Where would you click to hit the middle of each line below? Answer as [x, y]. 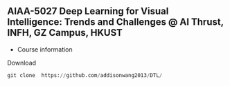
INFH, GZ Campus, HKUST [65, 33]
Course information [45, 49]
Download [22, 63]
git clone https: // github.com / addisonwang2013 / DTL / [85, 75]
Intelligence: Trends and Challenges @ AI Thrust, [115, 22]
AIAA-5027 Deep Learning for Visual [88, 11]
